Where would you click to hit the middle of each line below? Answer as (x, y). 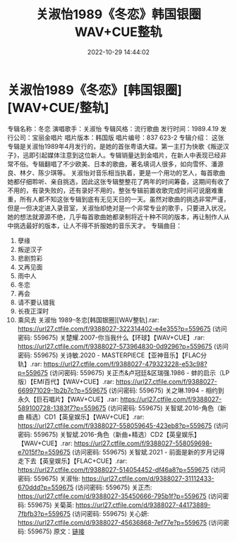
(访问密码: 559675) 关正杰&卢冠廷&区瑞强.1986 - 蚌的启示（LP (139, 372)
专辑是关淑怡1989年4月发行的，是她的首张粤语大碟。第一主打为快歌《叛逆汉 (118, 146)
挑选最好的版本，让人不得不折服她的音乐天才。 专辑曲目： (97, 226)
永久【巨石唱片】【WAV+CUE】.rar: (68, 399)
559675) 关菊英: (50, 505)
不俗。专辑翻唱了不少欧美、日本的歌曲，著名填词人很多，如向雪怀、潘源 (118, 164)
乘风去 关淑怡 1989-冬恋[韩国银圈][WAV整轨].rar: (89, 320)
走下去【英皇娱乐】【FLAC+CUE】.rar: (72, 461)
